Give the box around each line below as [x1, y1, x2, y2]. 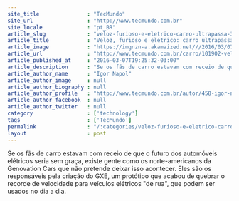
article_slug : [7, 30, 91, 38]
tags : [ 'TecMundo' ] [7, 116, 132, 123]
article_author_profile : [7, 90, 91, 97]
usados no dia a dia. [7, 187, 66, 196]
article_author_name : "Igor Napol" [7, 70, 132, 77]
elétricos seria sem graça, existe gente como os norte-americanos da [7, 157, 212, 165]
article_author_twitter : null [7, 103, 107, 110]
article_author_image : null [7, 76, 107, 84]
